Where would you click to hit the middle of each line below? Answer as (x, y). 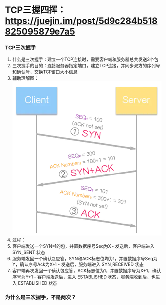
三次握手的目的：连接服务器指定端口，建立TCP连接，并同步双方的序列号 (86, 66)
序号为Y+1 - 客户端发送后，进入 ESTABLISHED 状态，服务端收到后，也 (84, 277)
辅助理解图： (25, 78)
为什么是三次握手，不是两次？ (41, 297)
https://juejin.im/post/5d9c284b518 (81, 21)
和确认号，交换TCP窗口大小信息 (45, 72)
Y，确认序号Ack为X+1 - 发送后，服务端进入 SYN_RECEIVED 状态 (78, 264)
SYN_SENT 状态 (29, 252)
